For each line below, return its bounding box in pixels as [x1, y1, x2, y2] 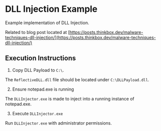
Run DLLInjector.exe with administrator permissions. [5, 120, 112, 126]
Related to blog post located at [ [5, 29, 70, 35]
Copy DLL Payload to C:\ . [12, 67, 64, 73]
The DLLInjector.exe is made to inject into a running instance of [5, 96, 134, 101]
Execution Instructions [5, 54, 76, 63]
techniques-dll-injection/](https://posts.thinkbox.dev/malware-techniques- [5, 34, 156, 40]
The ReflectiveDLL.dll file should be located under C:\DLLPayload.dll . [5, 76, 150, 82]
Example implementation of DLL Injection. [5, 20, 89, 26]
